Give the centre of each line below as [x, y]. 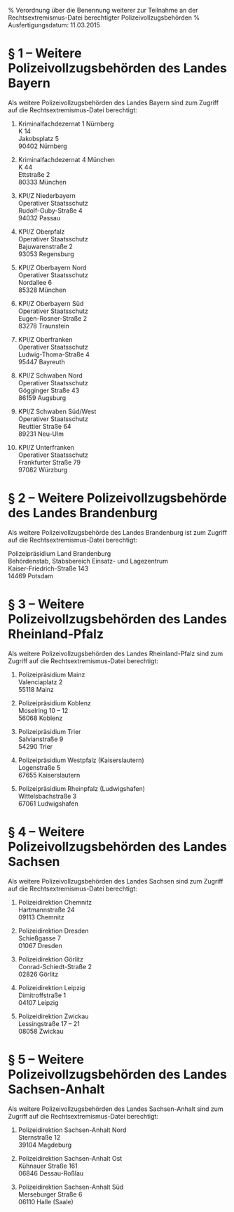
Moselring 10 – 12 [43, 710]
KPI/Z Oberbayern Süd [51, 303]
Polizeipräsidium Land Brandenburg [60, 553]
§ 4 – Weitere [46, 832]
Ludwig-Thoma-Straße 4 [54, 354]
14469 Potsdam [30, 575]
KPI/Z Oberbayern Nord [52, 267]
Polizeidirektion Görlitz [50, 959]
